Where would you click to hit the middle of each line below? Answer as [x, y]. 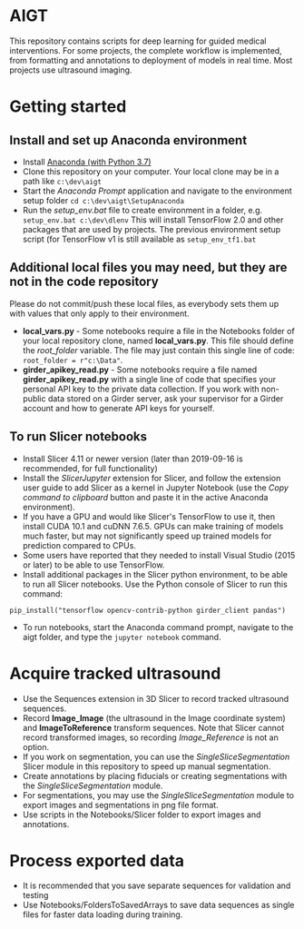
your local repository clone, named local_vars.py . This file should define [158, 341]
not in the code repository [84, 282]
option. [36, 746]
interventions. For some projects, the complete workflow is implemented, [146, 50]
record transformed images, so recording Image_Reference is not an [150, 737]
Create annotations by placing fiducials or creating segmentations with [155, 776]
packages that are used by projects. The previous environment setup [152, 229]
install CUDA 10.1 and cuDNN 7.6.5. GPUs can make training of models [153, 526]
